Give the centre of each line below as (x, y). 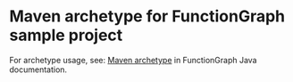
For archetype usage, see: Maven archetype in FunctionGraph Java (133, 60)
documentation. (38, 70)
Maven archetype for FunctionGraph (147, 16)
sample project (66, 35)
